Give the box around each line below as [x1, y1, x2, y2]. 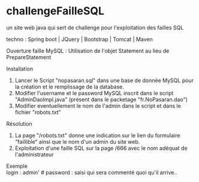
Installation [6, 65, 34, 72]
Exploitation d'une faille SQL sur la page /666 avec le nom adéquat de [14, 144, 188, 151]
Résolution [6, 120, 33, 127]
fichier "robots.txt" [14, 108, 61, 116]
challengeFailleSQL [6, 4, 105, 18]
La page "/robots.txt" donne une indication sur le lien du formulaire [14, 132, 180, 139]
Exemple [6, 162, 28, 169]
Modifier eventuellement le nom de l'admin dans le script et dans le [14, 102, 181, 109]
